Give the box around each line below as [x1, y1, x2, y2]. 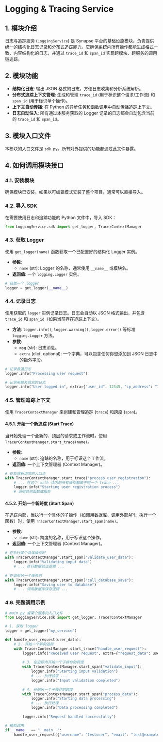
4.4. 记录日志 [5, 298, 36, 305]
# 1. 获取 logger [5, 624, 39, 629]
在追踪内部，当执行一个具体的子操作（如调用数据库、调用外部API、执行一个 [5, 512, 157, 518]
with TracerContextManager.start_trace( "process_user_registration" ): [5, 475, 151, 481]
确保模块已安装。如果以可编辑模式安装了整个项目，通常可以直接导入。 [5, 189, 146, 195]
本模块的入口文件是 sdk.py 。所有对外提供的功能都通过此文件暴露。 [5, 145, 138, 152]
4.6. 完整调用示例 [5, 599, 46, 606]
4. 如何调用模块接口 [5, 161, 64, 170]
